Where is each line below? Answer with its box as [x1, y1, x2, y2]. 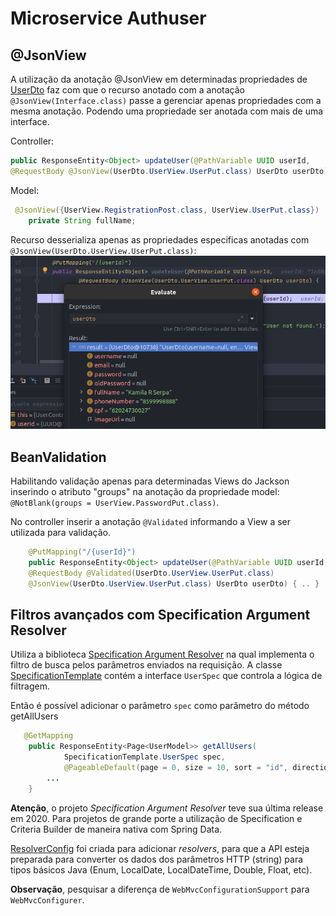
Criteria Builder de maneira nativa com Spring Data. [10, 823, 223, 835]
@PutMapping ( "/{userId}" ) [28, 547, 137, 557]
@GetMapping [23, 731, 74, 741]
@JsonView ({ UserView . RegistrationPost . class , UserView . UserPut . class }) [14, 205, 320, 215]
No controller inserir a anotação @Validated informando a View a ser [10, 515, 292, 527]
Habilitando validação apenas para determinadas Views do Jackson [10, 475, 290, 487]
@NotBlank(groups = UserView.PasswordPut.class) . [10, 496, 220, 508]
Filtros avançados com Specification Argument [10, 606, 311, 623]
